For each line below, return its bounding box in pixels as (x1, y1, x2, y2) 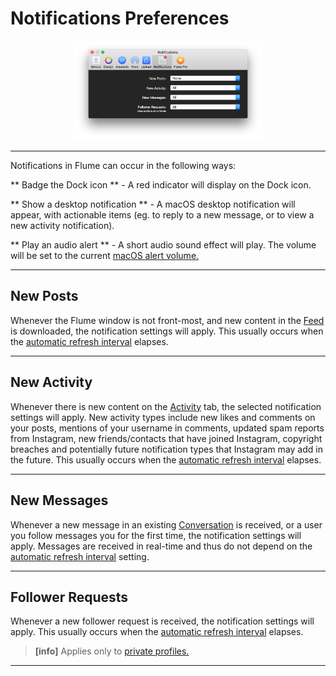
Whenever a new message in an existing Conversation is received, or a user (10, 518, 323, 531)
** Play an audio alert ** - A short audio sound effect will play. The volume (10, 239, 317, 251)
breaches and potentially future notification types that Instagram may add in (10, 443, 323, 455)
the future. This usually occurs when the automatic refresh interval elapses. (10, 453, 322, 466)
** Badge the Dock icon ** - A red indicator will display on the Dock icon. (10, 179, 312, 191)
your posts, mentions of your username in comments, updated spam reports (10, 422, 325, 434)
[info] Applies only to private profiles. (34, 645, 190, 657)
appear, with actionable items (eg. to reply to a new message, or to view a (10, 209, 315, 221)
